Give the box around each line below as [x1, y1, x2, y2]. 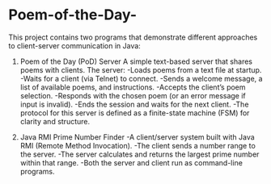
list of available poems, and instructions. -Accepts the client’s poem [19, 82, 246, 92]
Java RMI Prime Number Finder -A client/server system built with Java [19, 132, 255, 142]
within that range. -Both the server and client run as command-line [19, 157, 243, 167]
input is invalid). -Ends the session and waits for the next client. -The [19, 99, 249, 109]
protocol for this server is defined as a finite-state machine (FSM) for [19, 107, 250, 118]
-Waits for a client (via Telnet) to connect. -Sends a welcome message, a [19, 73, 263, 83]
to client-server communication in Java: [8, 40, 142, 50]
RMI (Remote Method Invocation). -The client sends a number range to [19, 140, 256, 150]
